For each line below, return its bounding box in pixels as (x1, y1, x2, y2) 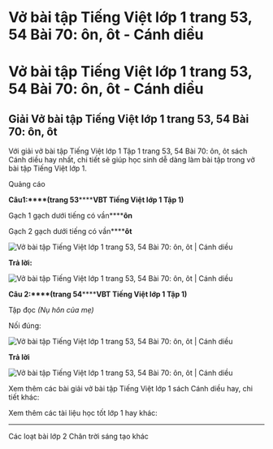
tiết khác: (8, 392, 40, 402)
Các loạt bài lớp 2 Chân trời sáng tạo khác (8, 431, 149, 442)
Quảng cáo (8, 179, 46, 189)
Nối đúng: (8, 321, 42, 330)
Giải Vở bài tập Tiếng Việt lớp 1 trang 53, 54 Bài (8, 112, 249, 126)
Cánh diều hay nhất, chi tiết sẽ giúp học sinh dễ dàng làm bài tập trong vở (8, 155, 256, 165)
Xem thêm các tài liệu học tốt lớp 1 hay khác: (8, 408, 158, 418)
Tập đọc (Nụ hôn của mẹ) (8, 305, 95, 315)
